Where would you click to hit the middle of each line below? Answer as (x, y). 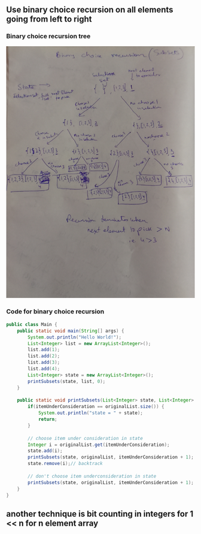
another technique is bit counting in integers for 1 (100, 514)
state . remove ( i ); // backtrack (65, 464)
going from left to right (49, 19)
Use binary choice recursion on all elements (90, 10)
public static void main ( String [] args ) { (71, 331)
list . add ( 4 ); (44, 369)
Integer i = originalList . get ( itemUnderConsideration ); (99, 445)
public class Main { (32, 324)
